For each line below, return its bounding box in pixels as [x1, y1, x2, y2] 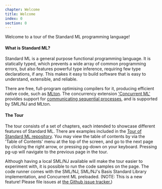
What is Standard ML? [5, 45, 51, 51]
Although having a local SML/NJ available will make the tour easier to [5, 158, 143, 164]
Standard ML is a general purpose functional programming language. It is [5, 56, 151, 62]
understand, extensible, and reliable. [5, 76, 78, 82]
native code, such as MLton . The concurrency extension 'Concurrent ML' [5, 91, 151, 97]
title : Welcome [5, 12, 36, 16]
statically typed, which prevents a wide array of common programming [5, 61, 147, 67]
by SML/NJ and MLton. [5, 101, 51, 107]
